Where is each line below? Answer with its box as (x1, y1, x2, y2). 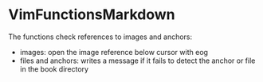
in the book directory (19, 64, 89, 73)
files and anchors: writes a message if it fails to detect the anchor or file (19, 56, 256, 65)
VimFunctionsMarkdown (8, 6, 175, 24)
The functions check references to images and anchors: (8, 32, 193, 41)
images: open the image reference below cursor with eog (19, 47, 209, 57)
